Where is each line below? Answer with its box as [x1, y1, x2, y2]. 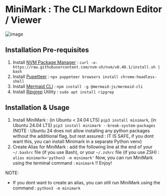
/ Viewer [5, 14, 41, 26]
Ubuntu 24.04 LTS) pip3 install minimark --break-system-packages [12, 122, 156, 128]
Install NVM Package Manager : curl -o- [12, 59, 98, 65]
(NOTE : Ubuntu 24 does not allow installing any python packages [12, 128, 150, 134]
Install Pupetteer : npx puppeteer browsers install [12, 73, 119, 80]
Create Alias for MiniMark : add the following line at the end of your [12, 143, 153, 150]
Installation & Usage [5, 103, 70, 112]
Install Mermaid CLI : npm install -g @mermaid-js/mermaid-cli [12, 83, 143, 89]
